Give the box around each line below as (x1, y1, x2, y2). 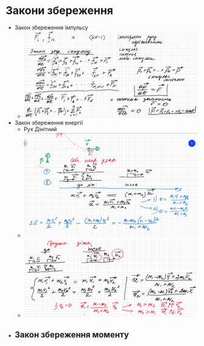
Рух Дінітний (23, 125, 57, 133)
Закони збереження (5, 4, 113, 18)
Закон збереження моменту (14, 330, 129, 340)
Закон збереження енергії (14, 119, 83, 127)
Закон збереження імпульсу (14, 24, 89, 31)
